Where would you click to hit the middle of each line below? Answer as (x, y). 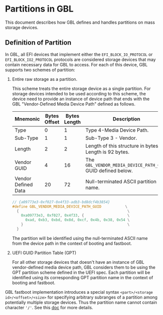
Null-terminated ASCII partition (121, 181)
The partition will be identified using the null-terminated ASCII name (80, 238)
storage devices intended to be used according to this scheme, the (79, 93)
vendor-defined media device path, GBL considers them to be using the (84, 267)
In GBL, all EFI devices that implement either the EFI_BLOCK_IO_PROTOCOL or (79, 54)
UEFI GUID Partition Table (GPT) (44, 253)
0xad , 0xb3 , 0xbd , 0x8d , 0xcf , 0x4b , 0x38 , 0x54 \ (77, 220)
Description (127, 119)
